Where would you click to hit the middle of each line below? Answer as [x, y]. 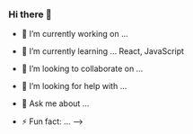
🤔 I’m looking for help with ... [74, 86]
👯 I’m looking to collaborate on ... [82, 69]
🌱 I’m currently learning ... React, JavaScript [103, 51]
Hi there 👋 [31, 14]
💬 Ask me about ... [55, 103]
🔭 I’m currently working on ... [75, 34]
